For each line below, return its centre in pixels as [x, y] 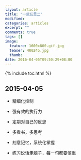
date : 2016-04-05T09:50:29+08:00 [39, 60]
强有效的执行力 [27, 111]
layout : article [21, 10]
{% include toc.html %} [28, 73]
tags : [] [14, 37]
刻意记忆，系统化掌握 [33, 142]
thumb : [16, 55]
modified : [15, 19]
